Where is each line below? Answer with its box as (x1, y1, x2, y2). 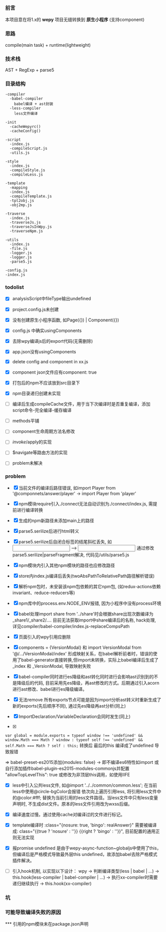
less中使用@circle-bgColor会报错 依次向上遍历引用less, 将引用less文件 (12, 788, 157, 794)
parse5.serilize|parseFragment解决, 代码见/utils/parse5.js (12, 551, 130, 558)
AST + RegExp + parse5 (5, 67, 55, 73)
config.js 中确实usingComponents (12, 327, 82, 333)
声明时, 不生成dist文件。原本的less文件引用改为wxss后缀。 (12, 801, 132, 807)
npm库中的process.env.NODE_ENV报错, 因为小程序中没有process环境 (18, 600, 162, 606)
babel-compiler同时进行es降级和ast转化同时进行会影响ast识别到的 (18, 673, 154, 680)
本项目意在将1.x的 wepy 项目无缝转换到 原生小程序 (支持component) (5, 16, 145, 23)
